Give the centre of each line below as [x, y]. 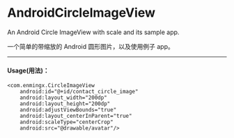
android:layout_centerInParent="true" [76, 116]
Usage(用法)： [28, 70]
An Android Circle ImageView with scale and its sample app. [93, 32]
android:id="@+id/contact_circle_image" [79, 92]
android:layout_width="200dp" [64, 98]
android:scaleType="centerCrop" [67, 122]
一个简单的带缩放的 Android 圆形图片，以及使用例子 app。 [91, 46]
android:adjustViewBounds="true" [68, 110]
